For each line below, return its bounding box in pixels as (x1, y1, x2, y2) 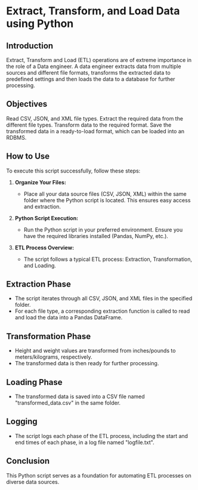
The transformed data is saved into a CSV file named (14, 393, 145, 400)
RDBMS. (6, 134, 27, 141)
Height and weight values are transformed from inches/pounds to (14, 347, 176, 355)
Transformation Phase (6, 331, 91, 341)
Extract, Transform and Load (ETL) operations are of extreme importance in (6, 57, 192, 63)
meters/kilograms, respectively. (14, 353, 92, 360)
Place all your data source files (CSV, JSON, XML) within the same (23, 190, 187, 198)
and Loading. (23, 261, 57, 269)
